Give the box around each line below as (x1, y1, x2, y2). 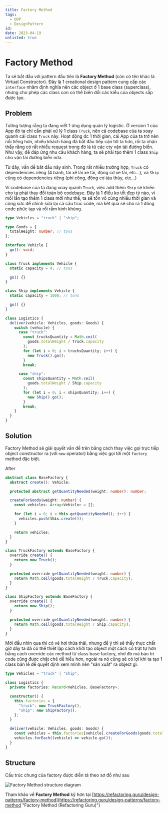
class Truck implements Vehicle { (5, 261, 77, 266)
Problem (5, 109, 32, 118)
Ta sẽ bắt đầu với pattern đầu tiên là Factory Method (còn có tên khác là (5, 73, 155, 79)
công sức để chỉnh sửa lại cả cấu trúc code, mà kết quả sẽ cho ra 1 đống (5, 200, 155, 206)
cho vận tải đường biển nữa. (5, 154, 63, 160)
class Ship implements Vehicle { (5, 288, 75, 293)
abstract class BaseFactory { (5, 475, 68, 480)
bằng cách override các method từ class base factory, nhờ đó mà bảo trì (5, 651, 154, 657)
